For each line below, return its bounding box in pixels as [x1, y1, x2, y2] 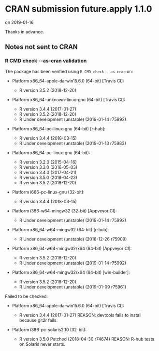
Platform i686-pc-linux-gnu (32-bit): [12, 189, 85, 195]
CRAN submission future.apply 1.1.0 [5, 3, 152, 15]
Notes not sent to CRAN [5, 43, 78, 51]
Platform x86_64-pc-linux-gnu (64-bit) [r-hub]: [12, 126, 105, 131]
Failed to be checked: [5, 293, 48, 299]
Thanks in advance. [5, 29, 44, 34]
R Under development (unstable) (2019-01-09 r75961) [19, 284, 127, 289]
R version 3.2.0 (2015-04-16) [19, 159, 77, 165]
